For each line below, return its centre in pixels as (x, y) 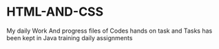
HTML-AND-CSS (55, 12)
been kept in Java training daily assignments (70, 37)
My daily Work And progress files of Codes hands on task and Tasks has (109, 31)
